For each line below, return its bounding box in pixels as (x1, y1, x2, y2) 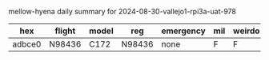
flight (54, 25, 76, 36)
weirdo (233, 25, 260, 36)
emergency (161, 25, 206, 36)
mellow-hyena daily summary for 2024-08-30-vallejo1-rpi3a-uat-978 (8, 7, 236, 16)
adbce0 (12, 39, 42, 50)
